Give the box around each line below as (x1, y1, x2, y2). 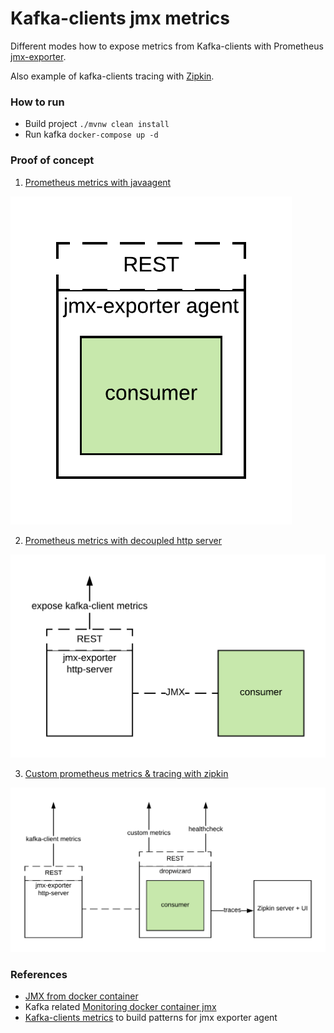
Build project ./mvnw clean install (24, 118, 170, 130)
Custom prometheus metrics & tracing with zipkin (24, 767, 229, 779)
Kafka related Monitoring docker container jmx (24, 1001, 217, 1013)
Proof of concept (10, 153, 95, 167)
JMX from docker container (24, 990, 139, 1002)
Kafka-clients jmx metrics (10, 7, 231, 30)
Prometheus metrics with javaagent (24, 176, 172, 188)
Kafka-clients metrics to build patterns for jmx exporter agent (24, 1012, 278, 1024)
